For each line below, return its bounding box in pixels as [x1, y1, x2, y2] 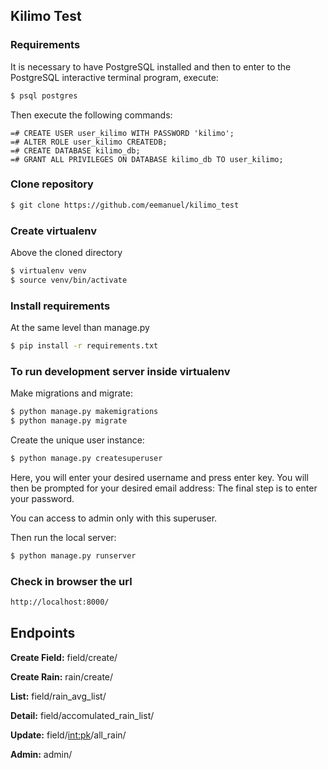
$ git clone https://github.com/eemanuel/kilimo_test [10, 200, 240, 210]
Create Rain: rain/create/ [10, 670, 114, 683]
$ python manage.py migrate [10, 416, 128, 426]
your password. [10, 492, 75, 504]
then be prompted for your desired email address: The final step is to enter [10, 482, 318, 494]
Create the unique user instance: [10, 434, 145, 446]
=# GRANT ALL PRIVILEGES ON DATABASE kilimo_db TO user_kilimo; [10, 154, 284, 164]
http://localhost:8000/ [10, 597, 110, 608]
